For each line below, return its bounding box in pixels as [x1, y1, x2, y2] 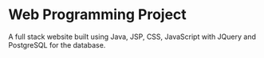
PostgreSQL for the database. [8, 40, 106, 49]
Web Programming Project [8, 6, 187, 24]
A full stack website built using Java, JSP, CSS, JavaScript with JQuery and [8, 32, 257, 41]
